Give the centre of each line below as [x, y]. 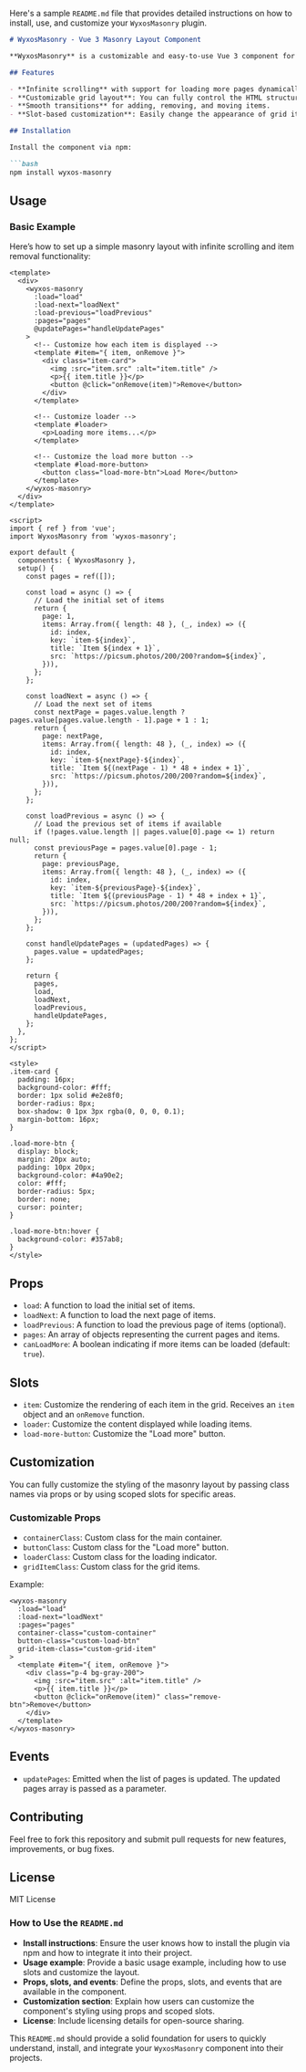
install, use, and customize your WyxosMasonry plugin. [108, 23]
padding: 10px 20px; [56, 1167]
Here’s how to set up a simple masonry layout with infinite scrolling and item [152, 246]
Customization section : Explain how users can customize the [138, 2001]
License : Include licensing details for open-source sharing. [133, 2020]
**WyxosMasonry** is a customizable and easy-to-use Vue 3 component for [153, 56]
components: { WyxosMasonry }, [77, 560]
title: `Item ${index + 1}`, [105, 649]
